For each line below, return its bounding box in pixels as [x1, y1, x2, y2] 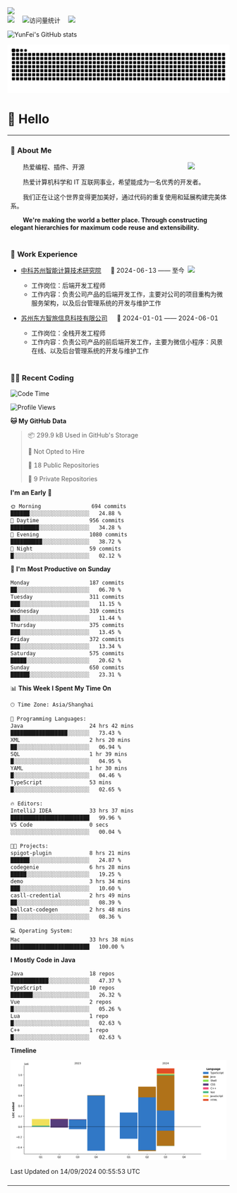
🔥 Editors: [10, 800, 44, 807]
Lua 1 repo [10, 1012, 109, 1020]
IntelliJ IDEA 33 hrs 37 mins [10, 807, 134, 814]
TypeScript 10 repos [10, 984, 115, 992]
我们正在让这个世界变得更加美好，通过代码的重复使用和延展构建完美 [23, 192, 221, 201]
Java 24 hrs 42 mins [10, 722, 134, 729]
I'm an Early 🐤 [10, 488, 52, 497]
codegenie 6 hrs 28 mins [10, 864, 131, 871]
